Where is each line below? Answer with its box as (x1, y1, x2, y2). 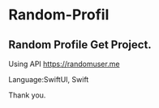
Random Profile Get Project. (8, 38, 152, 52)
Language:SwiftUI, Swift (8, 75, 89, 84)
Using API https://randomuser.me (8, 59, 120, 69)
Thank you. (8, 90, 46, 100)
